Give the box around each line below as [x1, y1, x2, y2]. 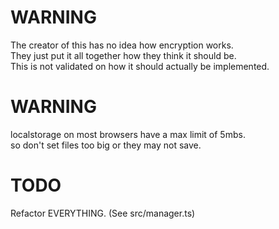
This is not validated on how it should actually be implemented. [10, 60, 270, 72]
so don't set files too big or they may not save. [10, 139, 202, 151]
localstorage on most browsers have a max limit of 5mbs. [10, 128, 246, 140]
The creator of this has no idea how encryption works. [10, 39, 234, 51]
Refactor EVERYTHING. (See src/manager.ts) [10, 207, 196, 219]
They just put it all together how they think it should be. [10, 49, 237, 61]
